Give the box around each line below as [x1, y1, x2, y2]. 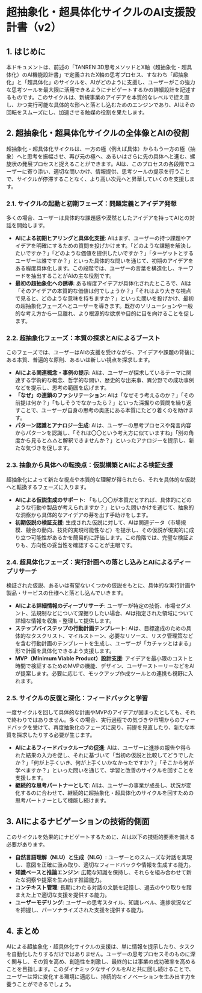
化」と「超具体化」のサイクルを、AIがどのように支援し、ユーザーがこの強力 [6, 79, 195, 86]
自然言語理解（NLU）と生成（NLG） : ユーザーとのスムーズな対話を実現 [14, 854, 192, 861]
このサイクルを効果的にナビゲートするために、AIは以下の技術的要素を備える [6, 833, 195, 841]
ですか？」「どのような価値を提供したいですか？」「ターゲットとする [25, 249, 194, 257]
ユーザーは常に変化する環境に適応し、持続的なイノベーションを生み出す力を [6, 973, 196, 980]
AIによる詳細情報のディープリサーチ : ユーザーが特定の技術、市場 [14, 602, 176, 609]
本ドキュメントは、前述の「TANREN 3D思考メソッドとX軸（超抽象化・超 [6, 64, 188, 70]
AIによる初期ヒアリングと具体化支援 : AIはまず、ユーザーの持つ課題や [14, 234, 186, 242]
